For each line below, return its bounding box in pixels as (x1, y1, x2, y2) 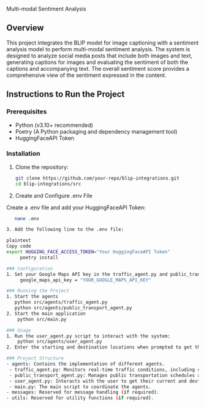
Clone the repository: (15, 163, 69, 170)
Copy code (6, 243, 32, 250)
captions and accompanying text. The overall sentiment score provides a (6, 65, 190, 72)
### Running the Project (6, 288, 70, 294)
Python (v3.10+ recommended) (15, 121, 93, 129)
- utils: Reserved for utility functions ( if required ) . (6, 395, 154, 402)
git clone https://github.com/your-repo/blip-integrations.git (15, 175, 180, 181)
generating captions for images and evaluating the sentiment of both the (6, 58, 189, 66)
